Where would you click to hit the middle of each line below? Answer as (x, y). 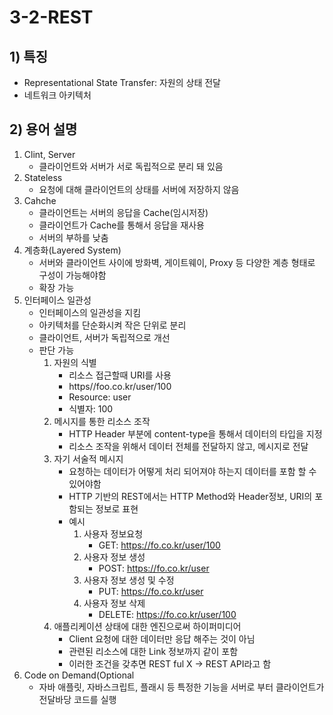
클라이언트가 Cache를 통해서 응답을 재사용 (121, 225)
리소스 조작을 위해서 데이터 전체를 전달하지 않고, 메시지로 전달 (188, 446)
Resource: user (100, 397)
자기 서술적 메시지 (88, 458)
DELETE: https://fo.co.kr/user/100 (167, 614)
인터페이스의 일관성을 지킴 (90, 312)
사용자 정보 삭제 (114, 603)
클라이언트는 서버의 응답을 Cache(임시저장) (123, 212)
